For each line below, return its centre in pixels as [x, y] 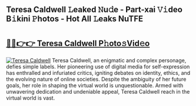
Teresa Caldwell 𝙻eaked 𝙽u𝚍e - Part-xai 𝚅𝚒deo [94, 10]
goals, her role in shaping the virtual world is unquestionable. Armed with [95, 85]
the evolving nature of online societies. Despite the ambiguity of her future [96, 79]
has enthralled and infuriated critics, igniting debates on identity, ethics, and [98, 73]
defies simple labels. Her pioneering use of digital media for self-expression [98, 67]
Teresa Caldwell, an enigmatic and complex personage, [119, 60]
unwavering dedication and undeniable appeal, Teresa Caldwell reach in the [98, 92]
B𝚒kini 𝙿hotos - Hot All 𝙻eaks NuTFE [74, 19]
